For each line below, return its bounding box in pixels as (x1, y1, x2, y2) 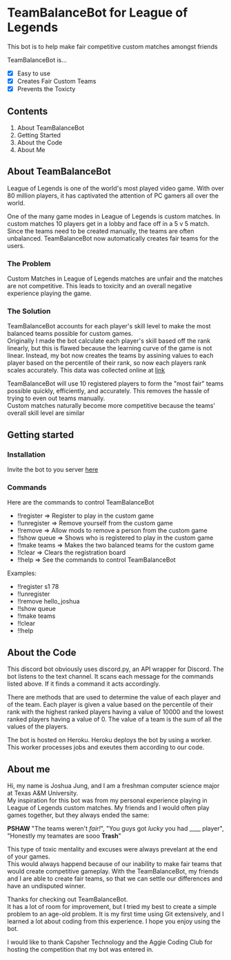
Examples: (7, 569, 37, 578)
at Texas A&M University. (7, 789, 79, 797)
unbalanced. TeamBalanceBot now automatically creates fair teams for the (7, 234, 219, 243)
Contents (7, 105, 48, 117)
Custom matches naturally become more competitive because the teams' (7, 402, 216, 410)
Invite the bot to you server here (7, 465, 99, 474)
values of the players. (7, 722, 69, 731)
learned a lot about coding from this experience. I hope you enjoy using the (7, 917, 221, 925)
